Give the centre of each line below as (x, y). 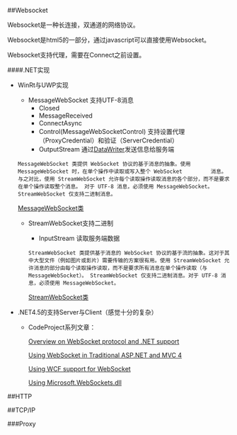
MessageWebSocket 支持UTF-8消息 (81, 100)
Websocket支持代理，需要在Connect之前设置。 (76, 55)
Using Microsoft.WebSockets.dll (75, 383)
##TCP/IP (22, 410)
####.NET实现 (29, 70)
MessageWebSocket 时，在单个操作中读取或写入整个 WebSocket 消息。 (122, 171)
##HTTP (20, 396)
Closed (49, 108)
